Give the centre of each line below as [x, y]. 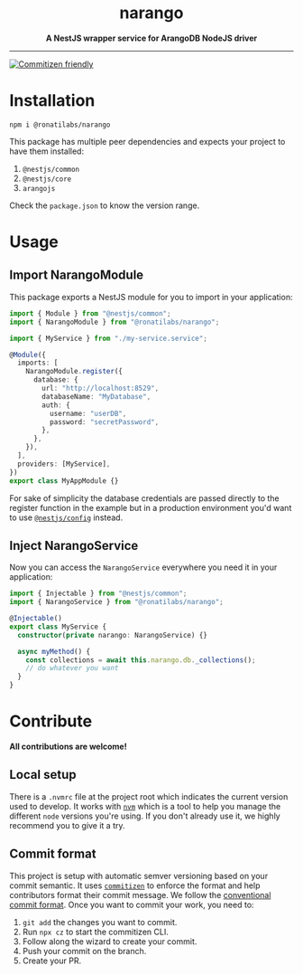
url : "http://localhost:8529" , [101, 388]
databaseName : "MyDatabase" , [96, 396]
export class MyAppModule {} [64, 481]
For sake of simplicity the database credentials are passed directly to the [144, 498]
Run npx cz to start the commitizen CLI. [95, 932]
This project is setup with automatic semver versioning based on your [139, 876]
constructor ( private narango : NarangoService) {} [112, 635]
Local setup [43, 775]
